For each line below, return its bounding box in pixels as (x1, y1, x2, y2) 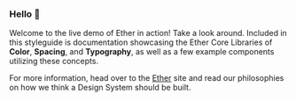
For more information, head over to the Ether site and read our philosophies (9, 73, 284, 83)
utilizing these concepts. (9, 56, 99, 67)
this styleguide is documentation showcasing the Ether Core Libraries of (9, 37, 273, 47)
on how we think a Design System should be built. (9, 83, 191, 93)
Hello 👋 (9, 8, 41, 20)
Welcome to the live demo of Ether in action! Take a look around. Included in (9, 28, 288, 39)
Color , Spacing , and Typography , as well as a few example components (9, 47, 275, 57)
